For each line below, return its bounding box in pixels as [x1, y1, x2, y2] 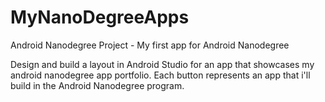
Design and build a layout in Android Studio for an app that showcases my [10, 58, 315, 70]
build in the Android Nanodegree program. [10, 79, 185, 91]
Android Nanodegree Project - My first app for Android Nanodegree [10, 39, 290, 51]
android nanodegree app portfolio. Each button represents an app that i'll [10, 69, 311, 81]
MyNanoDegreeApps [10, 6, 190, 29]
